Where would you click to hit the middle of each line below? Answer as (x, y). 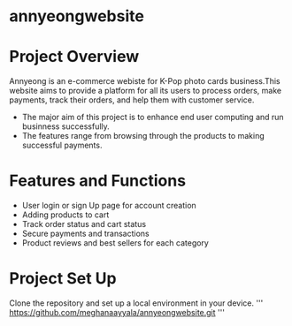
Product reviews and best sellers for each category (115, 243)
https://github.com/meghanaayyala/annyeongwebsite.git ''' (117, 312)
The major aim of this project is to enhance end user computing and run (153, 118)
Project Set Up (63, 279)
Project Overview (74, 57)
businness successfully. (66, 126)
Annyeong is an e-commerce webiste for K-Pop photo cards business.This (145, 81)
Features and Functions (98, 181)
